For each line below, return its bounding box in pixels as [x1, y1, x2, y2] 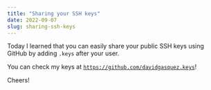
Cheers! [7, 76, 30, 84]
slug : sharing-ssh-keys [7, 23, 76, 30]
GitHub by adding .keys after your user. [7, 49, 120, 57]
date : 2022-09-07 [7, 17, 57, 24]
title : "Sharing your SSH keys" [7, 10, 100, 17]
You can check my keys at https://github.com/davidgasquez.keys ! [7, 63, 197, 71]
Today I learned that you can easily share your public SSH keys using [7, 42, 204, 51]
